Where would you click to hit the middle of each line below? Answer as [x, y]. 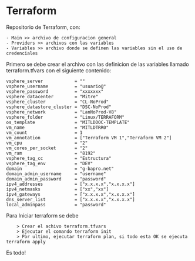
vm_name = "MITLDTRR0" [58, 128]
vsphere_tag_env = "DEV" [50, 163]
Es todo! [16, 252]
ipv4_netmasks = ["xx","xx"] [58, 189]
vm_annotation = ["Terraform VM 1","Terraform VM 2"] [89, 138]
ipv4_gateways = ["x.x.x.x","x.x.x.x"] [70, 194]
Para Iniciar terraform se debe [42, 215]
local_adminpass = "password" [56, 205]
